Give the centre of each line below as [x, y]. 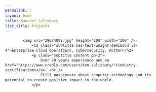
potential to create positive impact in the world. [59, 80]
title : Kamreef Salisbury [32, 21]
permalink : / [19, 10]
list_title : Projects [27, 26]
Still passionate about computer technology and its [96, 75]
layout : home [19, 15]
